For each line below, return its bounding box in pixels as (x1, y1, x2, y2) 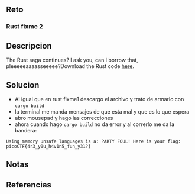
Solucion (6, 80, 40, 90)
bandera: (14, 127, 37, 134)
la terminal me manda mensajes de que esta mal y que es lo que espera (14, 108, 190, 115)
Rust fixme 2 (6, 22, 43, 31)
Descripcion (6, 41, 52, 51)
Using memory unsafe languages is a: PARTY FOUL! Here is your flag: (6, 138, 181, 144)
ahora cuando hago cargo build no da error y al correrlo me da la (14, 121, 175, 128)
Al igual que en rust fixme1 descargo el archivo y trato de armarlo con (14, 95, 184, 102)
